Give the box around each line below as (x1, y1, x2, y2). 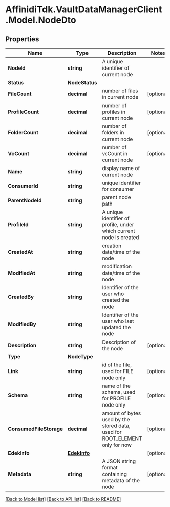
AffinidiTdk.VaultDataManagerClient (5, 4, 163, 15)
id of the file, (102, 361, 132, 368)
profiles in (102, 108, 125, 115)
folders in (102, 129, 124, 136)
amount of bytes (102, 410, 141, 417)
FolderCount (8, 129, 39, 136)
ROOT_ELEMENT (102, 435, 142, 442)
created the (102, 297, 130, 303)
